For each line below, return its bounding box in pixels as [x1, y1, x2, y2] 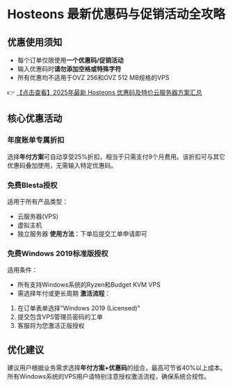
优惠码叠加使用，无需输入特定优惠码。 [7, 161, 117, 169]
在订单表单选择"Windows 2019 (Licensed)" [17, 304, 140, 313]
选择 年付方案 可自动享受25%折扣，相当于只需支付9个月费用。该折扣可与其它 [7, 152, 226, 161]
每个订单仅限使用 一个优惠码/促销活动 [17, 56, 124, 64]
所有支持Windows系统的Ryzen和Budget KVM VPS [17, 281, 161, 289]
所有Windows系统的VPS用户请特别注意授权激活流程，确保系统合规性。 [7, 372, 211, 381]
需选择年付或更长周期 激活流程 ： [17, 290, 111, 298]
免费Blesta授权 [7, 180, 58, 190]
